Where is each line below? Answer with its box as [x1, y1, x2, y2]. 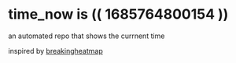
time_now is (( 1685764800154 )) [8, 5, 229, 23]
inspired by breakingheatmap [8, 46, 104, 55]
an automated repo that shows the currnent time [8, 31, 165, 40]
